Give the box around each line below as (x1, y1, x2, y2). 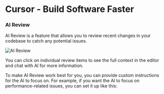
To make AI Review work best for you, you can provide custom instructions (5, 72, 159, 78)
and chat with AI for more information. (5, 62, 83, 68)
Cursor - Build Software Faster (5, 3, 134, 15)
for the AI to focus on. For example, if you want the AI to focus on (5, 77, 140, 83)
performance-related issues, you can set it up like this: (5, 83, 117, 89)
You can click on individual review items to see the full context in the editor (5, 57, 159, 63)
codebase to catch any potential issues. (5, 38, 87, 44)
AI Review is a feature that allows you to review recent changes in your (5, 32, 151, 38)
